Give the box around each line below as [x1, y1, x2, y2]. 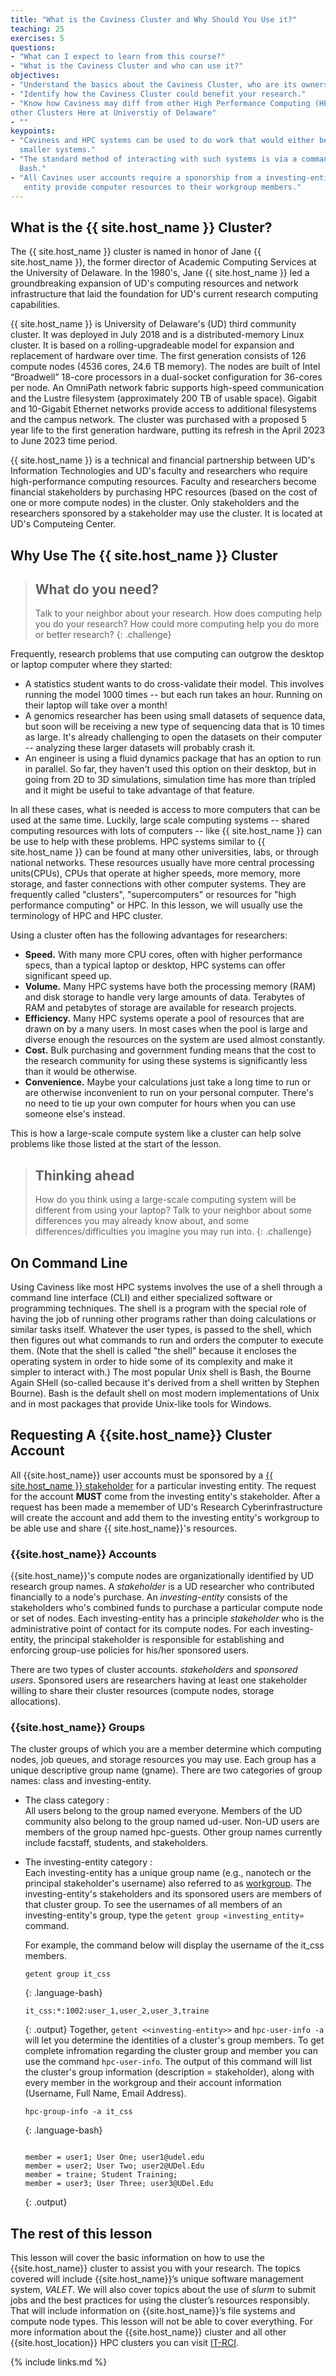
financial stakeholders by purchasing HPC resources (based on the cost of [10, 486, 318, 498]
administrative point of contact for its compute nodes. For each [10, 1623, 270, 1635]
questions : [10, 42, 56, 53]
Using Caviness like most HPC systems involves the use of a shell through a [10, 1281, 323, 1293]
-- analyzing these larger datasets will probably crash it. [24, 742, 256, 754]
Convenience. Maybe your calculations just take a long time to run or [24, 1076, 312, 1088]
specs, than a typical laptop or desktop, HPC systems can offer [24, 959, 286, 971]
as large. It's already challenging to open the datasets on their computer [24, 731, 323, 743]
